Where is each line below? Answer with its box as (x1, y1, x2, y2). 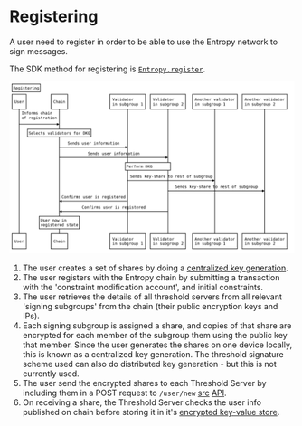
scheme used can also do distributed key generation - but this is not (22, 359, 278, 370)
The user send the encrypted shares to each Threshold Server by (22, 378, 267, 389)
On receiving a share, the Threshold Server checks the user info (22, 397, 262, 408)
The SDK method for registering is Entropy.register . (9, 63, 206, 74)
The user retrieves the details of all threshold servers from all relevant (22, 291, 283, 302)
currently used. (22, 368, 80, 379)
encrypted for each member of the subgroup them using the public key (22, 330, 288, 341)
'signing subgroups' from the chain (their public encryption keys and (22, 301, 278, 312)
